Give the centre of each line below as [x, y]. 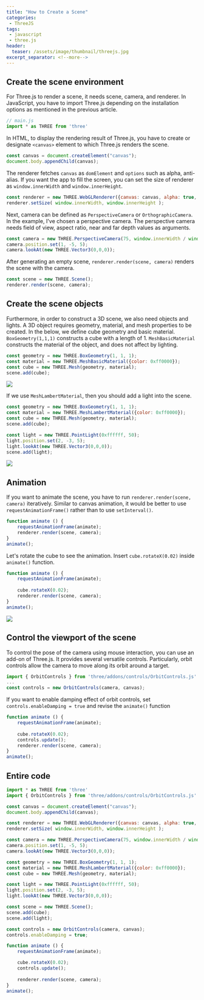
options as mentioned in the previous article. [62, 110]
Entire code [28, 776]
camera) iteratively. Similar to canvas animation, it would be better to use [97, 504]
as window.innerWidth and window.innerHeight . [65, 186]
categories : [21, 18]
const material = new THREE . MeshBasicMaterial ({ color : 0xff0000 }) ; [93, 361]
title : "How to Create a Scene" [47, 12]
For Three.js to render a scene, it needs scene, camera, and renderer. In [96, 97]
